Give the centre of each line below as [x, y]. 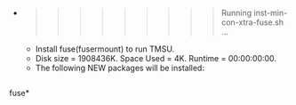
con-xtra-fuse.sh [252, 22]
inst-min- [270, 13]
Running [236, 13]
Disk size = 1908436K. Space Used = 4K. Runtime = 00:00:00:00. [156, 58]
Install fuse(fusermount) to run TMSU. [105, 49]
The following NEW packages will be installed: [120, 68]
